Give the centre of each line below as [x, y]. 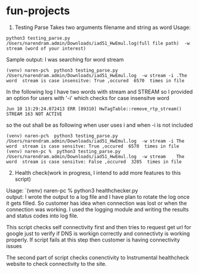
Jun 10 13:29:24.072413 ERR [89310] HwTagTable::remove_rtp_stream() [94, 109]
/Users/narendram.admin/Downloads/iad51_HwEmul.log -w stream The [95, 156]
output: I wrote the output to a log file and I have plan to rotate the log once [98, 197]
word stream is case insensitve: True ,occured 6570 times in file [95, 81]
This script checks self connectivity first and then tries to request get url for [99, 227]
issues [14, 246]
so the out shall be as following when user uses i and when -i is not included [99, 125]
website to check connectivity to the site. [56, 264]
